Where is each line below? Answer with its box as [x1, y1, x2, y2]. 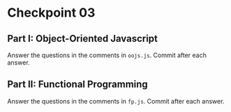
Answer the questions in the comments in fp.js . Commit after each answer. [7, 97, 225, 105]
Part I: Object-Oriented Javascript [7, 33, 158, 45]
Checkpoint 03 [7, 5, 96, 21]
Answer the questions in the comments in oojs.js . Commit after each [7, 51, 207, 59]
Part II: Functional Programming [7, 79, 148, 90]
